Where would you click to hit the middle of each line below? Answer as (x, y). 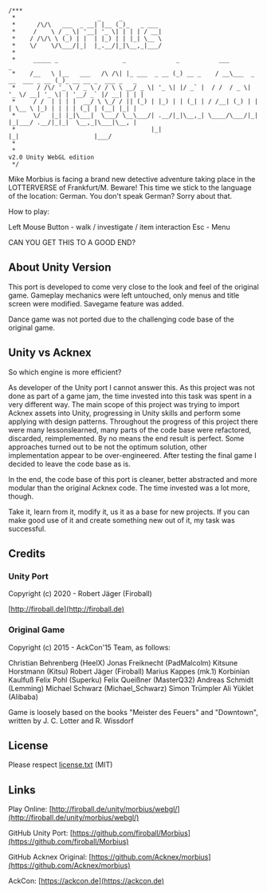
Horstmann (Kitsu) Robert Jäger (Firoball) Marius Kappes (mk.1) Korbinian (129, 671)
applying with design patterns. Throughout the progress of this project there (133, 421)
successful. (27, 528)
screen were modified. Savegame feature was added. (96, 303)
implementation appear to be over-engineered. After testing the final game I (132, 455)
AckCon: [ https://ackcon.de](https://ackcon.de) (86, 881)
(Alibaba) (23, 697)
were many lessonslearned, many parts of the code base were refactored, (130, 429)
